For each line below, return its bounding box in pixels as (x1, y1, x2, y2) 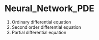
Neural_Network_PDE (4, 3, 95, 14)
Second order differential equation (11, 24, 81, 30)
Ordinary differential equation (11, 19, 72, 25)
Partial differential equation (11, 29, 67, 35)
